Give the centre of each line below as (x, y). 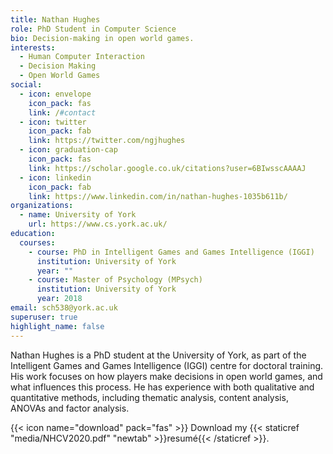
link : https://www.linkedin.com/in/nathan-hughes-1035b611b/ (158, 196)
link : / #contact (62, 112)
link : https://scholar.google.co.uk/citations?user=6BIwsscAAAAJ (167, 168)
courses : (37, 242)
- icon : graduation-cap (68, 150)
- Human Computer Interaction (82, 57)
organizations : (42, 206)
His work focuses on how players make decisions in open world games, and (166, 376)
